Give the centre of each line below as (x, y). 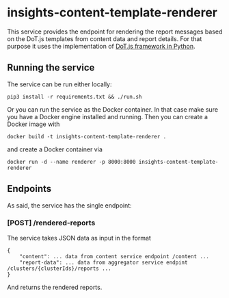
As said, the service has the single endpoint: (69, 205)
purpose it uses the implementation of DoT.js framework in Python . (102, 46)
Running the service (51, 67)
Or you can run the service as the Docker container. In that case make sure (113, 109)
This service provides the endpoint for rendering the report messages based (115, 32)
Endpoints (29, 189)
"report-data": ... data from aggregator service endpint (104, 262)
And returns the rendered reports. (55, 287)
